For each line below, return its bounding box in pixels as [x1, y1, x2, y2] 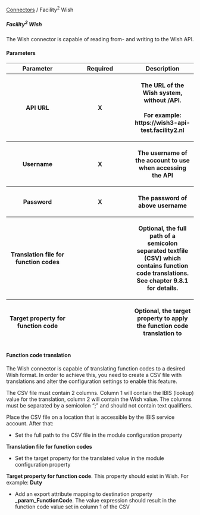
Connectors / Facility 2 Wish [6, 5, 74, 13]
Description [145, 65, 180, 73]
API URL [26, 104, 49, 112]
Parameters [6, 49, 36, 56]
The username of [137, 149, 187, 157]
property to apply [136, 314, 188, 323]
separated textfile [136, 247, 189, 255]
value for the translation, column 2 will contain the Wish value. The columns [6, 396, 192, 403]
